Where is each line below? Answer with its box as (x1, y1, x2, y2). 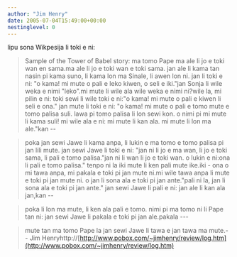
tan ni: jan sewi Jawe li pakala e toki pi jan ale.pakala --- (24, 212, 189, 221)
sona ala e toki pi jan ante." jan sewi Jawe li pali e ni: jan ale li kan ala (24, 184, 226, 192)
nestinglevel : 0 (7, 23, 55, 31)
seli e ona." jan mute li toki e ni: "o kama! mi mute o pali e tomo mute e (24, 102, 230, 111)
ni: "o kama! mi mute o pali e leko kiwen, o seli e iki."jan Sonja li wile (24, 80, 223, 88)
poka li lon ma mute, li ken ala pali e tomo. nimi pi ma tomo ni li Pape (24, 205, 224, 214)
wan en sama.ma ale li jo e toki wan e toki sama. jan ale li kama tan (24, 65, 220, 73)
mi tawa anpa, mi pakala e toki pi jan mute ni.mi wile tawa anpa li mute (24, 168, 231, 177)
